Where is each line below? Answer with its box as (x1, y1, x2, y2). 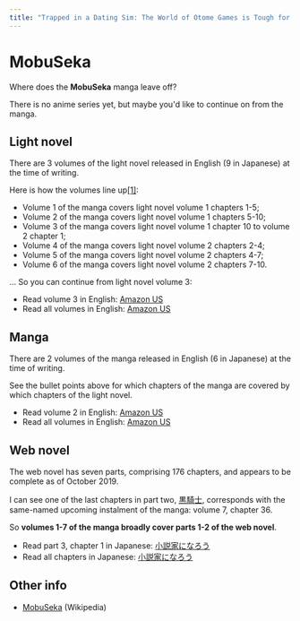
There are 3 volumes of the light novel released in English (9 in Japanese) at (9, 158, 290, 168)
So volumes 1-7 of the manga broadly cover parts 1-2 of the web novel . (9, 522, 278, 532)
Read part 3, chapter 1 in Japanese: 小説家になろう (21, 540, 210, 551)
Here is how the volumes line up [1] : (9, 185, 139, 195)
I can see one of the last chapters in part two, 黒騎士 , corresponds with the (9, 495, 286, 505)
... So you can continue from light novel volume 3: (9, 277, 193, 288)
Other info (9, 578, 67, 593)
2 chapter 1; (21, 230, 66, 242)
